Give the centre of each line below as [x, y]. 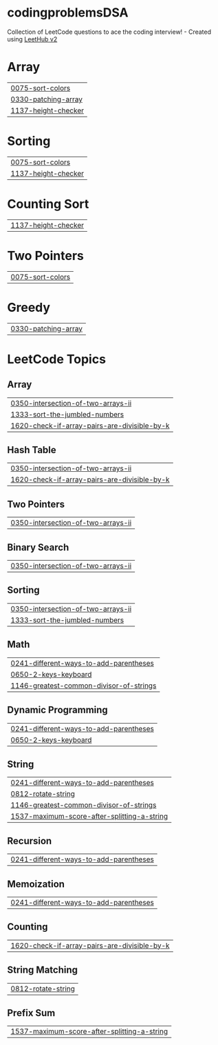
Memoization [36, 884]
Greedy [29, 307]
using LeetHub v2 [32, 39]
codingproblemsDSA [68, 13]
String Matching [42, 970]
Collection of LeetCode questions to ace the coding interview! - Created [109, 32]
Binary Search [38, 547]
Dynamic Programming [57, 710]
